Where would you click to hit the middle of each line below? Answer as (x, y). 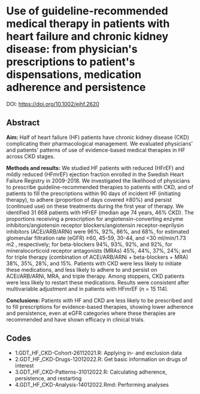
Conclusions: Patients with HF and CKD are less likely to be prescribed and (99, 300)
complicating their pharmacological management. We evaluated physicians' (100, 143)
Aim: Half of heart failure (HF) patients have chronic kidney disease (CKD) (98, 137)
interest (24, 365)
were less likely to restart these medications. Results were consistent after (98, 282)
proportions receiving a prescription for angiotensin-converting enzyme (95, 219)
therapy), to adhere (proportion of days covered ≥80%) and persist (89, 199)
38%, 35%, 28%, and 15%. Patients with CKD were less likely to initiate (94, 263)
